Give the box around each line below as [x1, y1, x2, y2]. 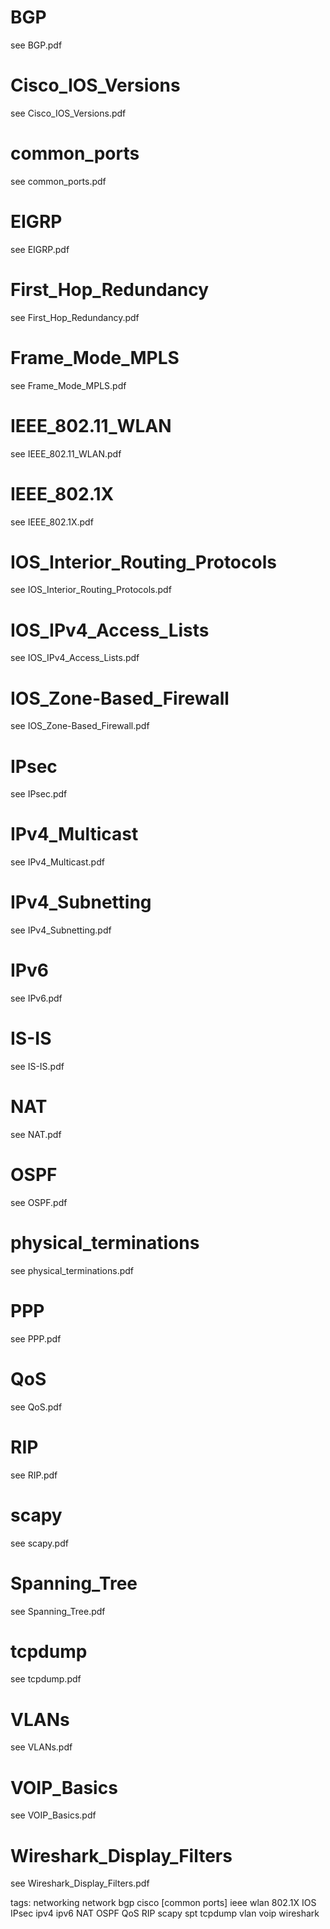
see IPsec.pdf [10, 788, 68, 800]
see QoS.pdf [10, 1401, 63, 1413]
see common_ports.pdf [10, 175, 107, 187]
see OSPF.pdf [10, 1196, 68, 1208]
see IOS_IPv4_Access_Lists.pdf [10, 652, 140, 664]
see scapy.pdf [10, 1537, 69, 1549]
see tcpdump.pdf [10, 1673, 82, 1685]
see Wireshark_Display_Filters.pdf [10, 1877, 150, 1890]
